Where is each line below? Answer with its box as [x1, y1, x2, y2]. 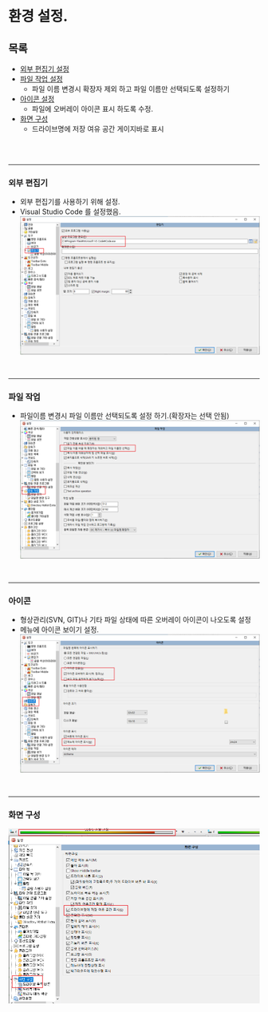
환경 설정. [8, 7, 69, 26]
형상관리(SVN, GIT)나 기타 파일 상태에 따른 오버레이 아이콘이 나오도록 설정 [19, 615, 251, 625]
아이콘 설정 [19, 94, 55, 104]
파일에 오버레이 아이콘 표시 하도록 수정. [31, 105, 154, 113]
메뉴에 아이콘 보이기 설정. [19, 625, 100, 634]
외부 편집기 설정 [19, 65, 69, 73]
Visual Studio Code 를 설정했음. [19, 207, 121, 216]
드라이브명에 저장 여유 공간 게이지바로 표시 [31, 125, 165, 133]
